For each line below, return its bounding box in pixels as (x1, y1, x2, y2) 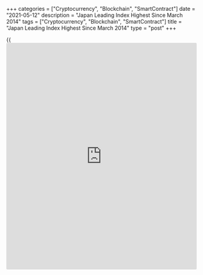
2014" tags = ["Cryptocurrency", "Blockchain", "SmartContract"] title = (6, 18, 182, 25)
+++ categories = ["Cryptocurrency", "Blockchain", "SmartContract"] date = (6, 5, 196, 12)
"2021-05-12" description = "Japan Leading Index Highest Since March (6, 11, 183, 19)
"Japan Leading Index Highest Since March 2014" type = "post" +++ (6, 24, 176, 31)
